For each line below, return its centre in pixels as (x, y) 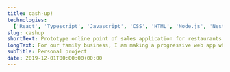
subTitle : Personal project (47, 52)
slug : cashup (26, 33)
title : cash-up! (30, 13)
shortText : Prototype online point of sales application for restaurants (115, 39)
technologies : (27, 20)
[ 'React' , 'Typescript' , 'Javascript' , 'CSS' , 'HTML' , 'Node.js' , (110, 26)
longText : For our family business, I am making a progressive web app (111, 45)
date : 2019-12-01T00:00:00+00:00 (55, 58)
